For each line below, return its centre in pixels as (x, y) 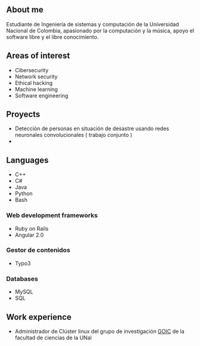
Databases (22, 278)
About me (25, 10)
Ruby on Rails (32, 228)
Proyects (23, 114)
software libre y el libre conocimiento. (53, 37)
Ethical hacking (33, 82)
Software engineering (41, 96)
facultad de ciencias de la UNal (53, 338)
